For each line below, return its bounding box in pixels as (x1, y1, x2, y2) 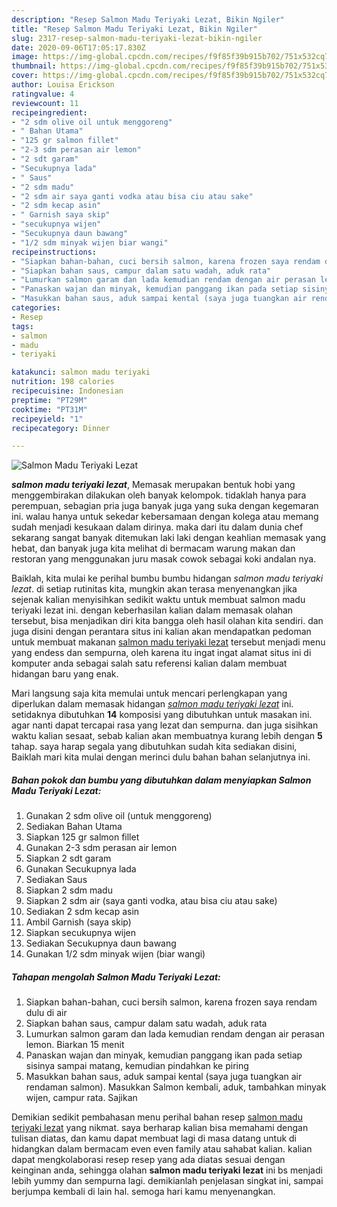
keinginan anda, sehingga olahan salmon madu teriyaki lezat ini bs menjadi (11, 1164, 323, 1176)
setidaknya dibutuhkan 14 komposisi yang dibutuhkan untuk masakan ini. (11, 709, 313, 721)
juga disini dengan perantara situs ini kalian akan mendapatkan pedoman (11, 626, 312, 638)
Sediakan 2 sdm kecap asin (25, 906, 140, 918)
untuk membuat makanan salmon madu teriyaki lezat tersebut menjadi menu (11, 636, 326, 648)
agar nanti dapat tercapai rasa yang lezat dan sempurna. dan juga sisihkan (11, 719, 319, 731)
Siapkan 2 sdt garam (25, 852, 112, 865)
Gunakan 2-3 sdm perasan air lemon (25, 842, 178, 854)
